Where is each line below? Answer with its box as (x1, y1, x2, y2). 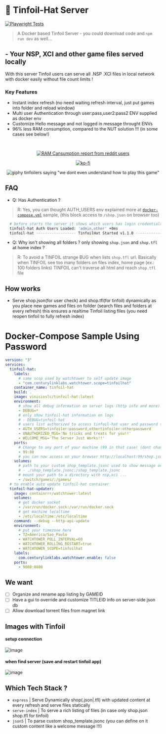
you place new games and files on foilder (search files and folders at (12, 303, 152, 309)
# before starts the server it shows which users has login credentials (9, 221, 163, 227)
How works (5, 284, 41, 293)
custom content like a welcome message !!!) (12, 723, 102, 729)
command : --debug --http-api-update (14, 518, 90, 523)
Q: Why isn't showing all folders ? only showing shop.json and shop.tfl (12, 239, 158, 245)
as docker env (12, 116, 41, 122)
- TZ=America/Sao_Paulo (18, 532, 68, 537)
